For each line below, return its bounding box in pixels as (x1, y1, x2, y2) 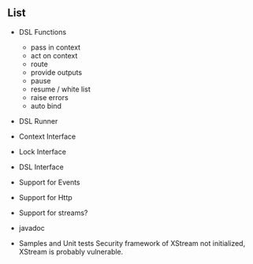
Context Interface (18, 132, 76, 141)
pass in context (30, 43, 80, 52)
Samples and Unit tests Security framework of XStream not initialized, (18, 238, 246, 247)
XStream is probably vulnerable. (18, 247, 124, 256)
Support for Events (18, 177, 80, 187)
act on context (30, 50, 78, 60)
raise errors (30, 92, 69, 102)
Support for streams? (18, 208, 88, 218)
